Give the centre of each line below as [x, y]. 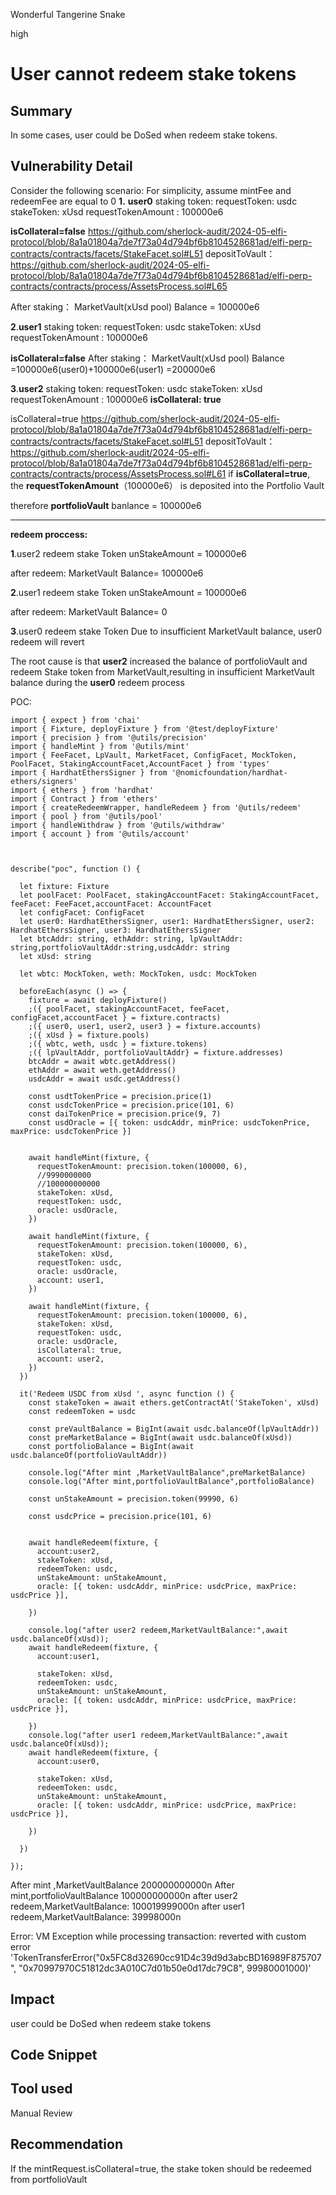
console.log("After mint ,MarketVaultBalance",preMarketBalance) [167, 1472]
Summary [41, 110]
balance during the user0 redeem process [97, 682]
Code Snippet [54, 2055]
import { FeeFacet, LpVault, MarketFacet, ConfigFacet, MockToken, [154, 755]
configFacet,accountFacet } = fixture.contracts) [116, 1017]
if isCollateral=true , [269, 473]
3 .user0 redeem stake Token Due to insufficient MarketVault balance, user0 [166, 631]
